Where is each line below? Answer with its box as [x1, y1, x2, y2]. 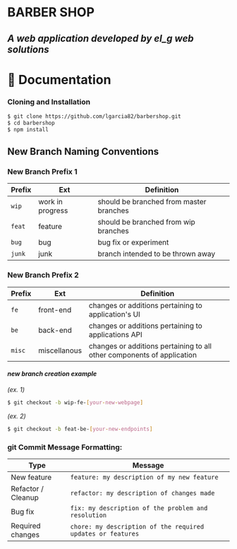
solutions [7, 43, 49, 55]
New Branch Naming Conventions [7, 146, 159, 158]
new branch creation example [7, 370, 97, 378]
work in [38, 197, 63, 207]
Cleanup [11, 492, 39, 502]
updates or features [70, 529, 140, 538]
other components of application [88, 350, 197, 360]
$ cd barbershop [7, 119, 55, 126]
